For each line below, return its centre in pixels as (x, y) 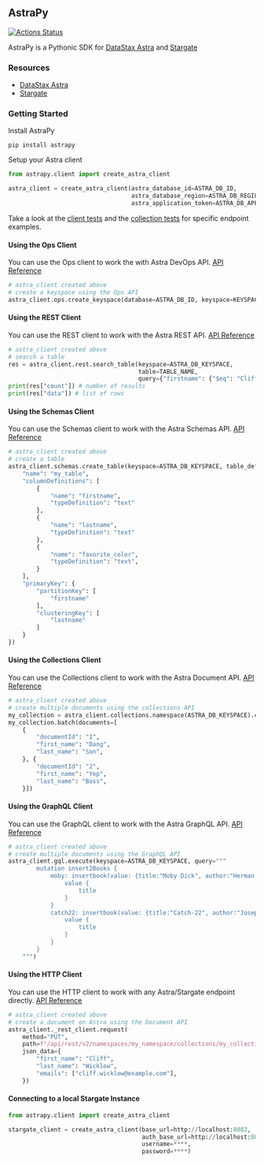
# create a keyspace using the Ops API (73, 292)
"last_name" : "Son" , (70, 752)
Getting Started (38, 114)
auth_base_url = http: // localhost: (196, 1137)
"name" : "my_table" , (56, 473)
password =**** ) (167, 1152)
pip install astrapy (42, 145)
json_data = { (42, 1052)
